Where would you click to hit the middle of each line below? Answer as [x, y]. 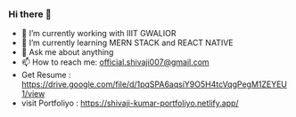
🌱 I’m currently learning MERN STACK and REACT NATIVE [127, 43]
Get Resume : [46, 75]
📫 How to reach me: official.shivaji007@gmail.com [115, 62]
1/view [33, 94]
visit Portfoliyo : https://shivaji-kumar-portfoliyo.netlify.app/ [130, 103]
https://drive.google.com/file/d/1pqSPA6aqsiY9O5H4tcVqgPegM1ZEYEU [154, 84]
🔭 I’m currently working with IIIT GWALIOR [99, 34]
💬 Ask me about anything [67, 52]
